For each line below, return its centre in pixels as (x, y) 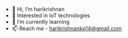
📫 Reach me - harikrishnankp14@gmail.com (67, 28)
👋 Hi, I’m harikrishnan (38, 9)
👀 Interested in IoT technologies (51, 15)
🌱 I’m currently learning (41, 22)
